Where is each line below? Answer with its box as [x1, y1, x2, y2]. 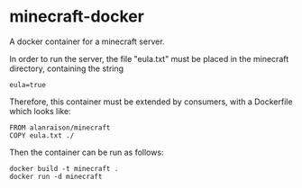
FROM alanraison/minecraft [9, 123, 111, 132]
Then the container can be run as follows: [9, 147, 164, 157]
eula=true [9, 80, 47, 89]
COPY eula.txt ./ [9, 130, 75, 140]
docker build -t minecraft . [9, 164, 119, 173]
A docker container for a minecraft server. [9, 36, 165, 47]
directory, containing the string [9, 63, 124, 74]
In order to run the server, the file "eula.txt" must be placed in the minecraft [9, 53, 289, 64]
